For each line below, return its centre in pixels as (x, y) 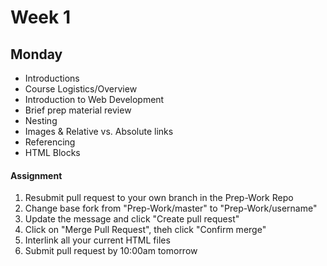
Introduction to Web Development (94, 99)
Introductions (52, 78)
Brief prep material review (78, 110)
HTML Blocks (52, 152)
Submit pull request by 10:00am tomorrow (111, 251)
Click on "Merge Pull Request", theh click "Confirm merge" (145, 230)
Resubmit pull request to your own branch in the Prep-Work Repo (159, 198)
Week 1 (40, 17)
